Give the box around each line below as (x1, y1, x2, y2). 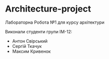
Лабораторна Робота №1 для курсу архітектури (5, 19, 105, 25)
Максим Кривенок (12, 48, 51, 54)
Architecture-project (5, 3, 91, 15)
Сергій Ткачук (12, 43, 42, 49)
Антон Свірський (12, 38, 48, 44)
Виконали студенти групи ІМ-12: (5, 29, 72, 34)
